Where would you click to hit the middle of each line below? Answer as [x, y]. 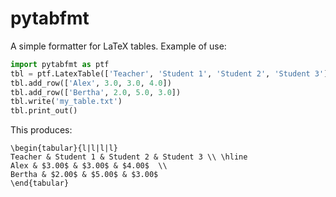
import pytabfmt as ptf [60, 64]
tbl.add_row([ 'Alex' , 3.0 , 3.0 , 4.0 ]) [91, 83]
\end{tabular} [40, 183]
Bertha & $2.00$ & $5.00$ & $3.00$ [84, 175]
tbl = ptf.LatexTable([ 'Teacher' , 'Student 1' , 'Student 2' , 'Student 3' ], [171, 73]
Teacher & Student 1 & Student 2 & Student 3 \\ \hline [129, 157]
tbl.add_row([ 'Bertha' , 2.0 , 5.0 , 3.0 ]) [96, 92]
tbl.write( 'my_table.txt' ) [66, 102]
